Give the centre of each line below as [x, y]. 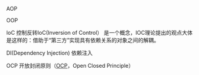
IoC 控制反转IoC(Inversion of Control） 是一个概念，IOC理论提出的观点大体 [99, 33]
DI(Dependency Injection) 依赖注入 [50, 53]
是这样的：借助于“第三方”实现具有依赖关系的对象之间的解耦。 [83, 40]
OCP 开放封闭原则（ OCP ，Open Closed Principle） [70, 66]
